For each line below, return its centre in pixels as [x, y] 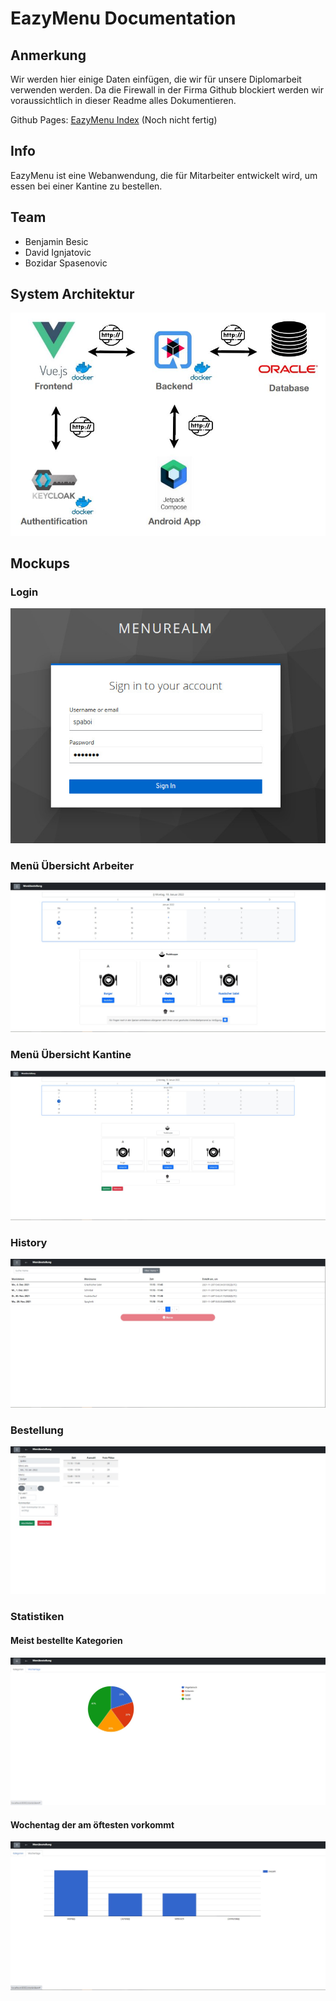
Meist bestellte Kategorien [66, 1640]
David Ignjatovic [58, 252]
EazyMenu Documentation [123, 18]
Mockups [40, 563]
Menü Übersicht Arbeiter [72, 865]
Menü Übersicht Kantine [71, 1054]
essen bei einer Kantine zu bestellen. [86, 186]
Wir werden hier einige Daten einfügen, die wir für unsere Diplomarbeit [156, 79]
